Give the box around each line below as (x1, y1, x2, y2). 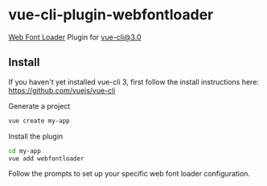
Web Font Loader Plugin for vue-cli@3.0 (8, 32, 142, 42)
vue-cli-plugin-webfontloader (8, 6, 214, 24)
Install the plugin (8, 131, 64, 141)
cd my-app (8, 147, 42, 155)
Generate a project (8, 101, 71, 110)
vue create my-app (8, 117, 70, 125)
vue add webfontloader (8, 155, 84, 163)
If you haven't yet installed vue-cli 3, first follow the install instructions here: (8, 76, 260, 86)
